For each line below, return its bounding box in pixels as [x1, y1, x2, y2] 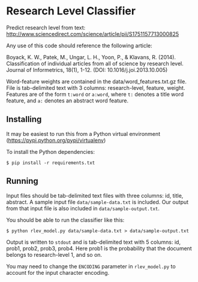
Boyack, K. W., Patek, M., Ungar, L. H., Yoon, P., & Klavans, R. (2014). [6, 53, 176, 60]
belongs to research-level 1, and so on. [6, 251, 103, 258]
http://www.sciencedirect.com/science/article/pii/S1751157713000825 [6, 30, 179, 37]
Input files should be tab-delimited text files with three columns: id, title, [6, 192, 184, 199]
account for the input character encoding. [6, 269, 110, 276]
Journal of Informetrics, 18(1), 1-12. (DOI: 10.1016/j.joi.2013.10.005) [6, 66, 168, 73]
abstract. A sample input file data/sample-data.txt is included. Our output [6, 198, 189, 205]
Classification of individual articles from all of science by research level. [6, 60, 184, 67]
